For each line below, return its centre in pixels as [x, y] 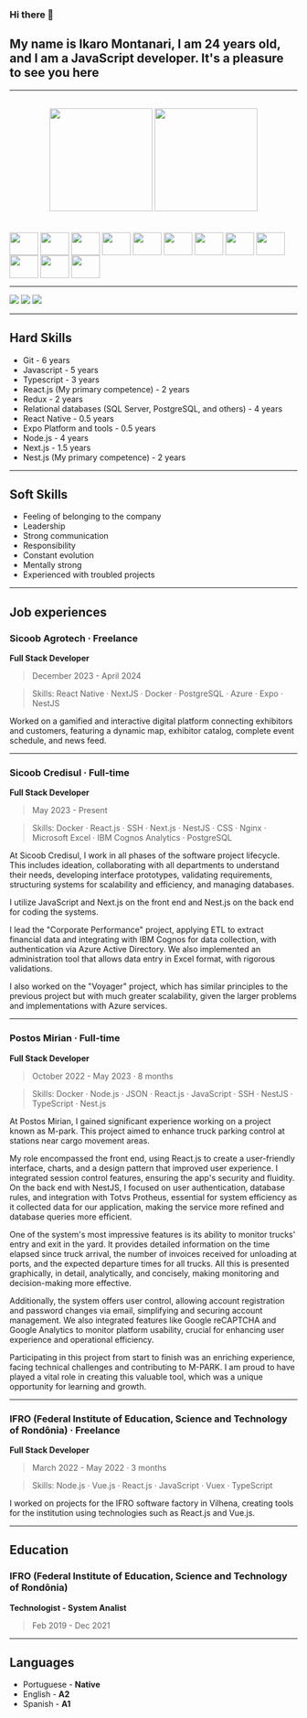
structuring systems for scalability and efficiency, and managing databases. [152, 885]
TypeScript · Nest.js [69, 1103]
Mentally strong [52, 565]
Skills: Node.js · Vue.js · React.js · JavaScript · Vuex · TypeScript [152, 1485]
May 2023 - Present [69, 811]
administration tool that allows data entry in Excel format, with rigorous [143, 959]
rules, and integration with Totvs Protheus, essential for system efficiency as [153, 1197]
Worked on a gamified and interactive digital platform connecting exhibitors [151, 721]
